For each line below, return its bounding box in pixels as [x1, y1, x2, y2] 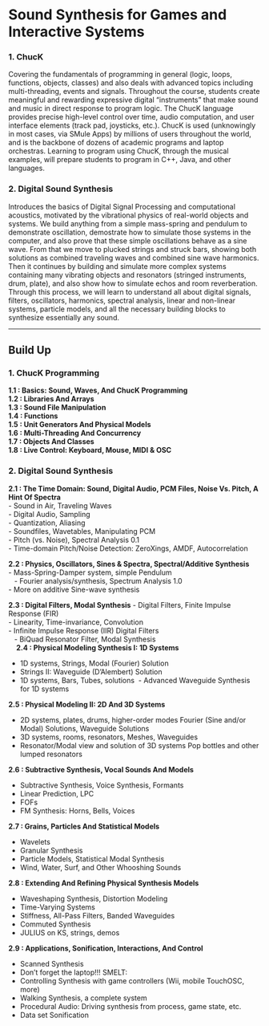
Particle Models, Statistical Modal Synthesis [19, 853, 165, 864]
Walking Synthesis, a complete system [19, 993, 147, 1003]
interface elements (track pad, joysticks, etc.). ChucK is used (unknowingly [8, 120, 256, 130]
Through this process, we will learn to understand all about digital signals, [8, 287, 251, 296]
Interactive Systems [8, 22, 145, 41]
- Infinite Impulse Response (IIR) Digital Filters [8, 625, 159, 635]
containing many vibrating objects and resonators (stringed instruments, [8, 270, 247, 279]
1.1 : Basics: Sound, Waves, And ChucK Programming [8, 385, 188, 395]
